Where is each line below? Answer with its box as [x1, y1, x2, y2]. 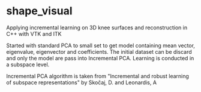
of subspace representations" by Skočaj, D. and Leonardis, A [6, 79, 157, 86]
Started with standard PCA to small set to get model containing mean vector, [6, 42, 195, 49]
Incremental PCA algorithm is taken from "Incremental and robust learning [6, 72, 189, 79]
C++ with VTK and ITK [6, 30, 62, 37]
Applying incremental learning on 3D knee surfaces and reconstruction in [6, 24, 188, 31]
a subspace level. [6, 61, 50, 68]
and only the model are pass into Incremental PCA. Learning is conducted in [6, 54, 194, 62]
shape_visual [6, 4, 73, 18]
